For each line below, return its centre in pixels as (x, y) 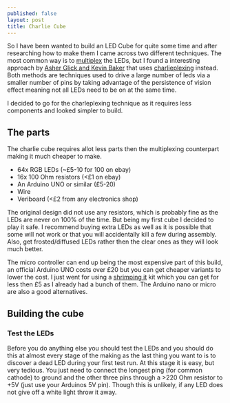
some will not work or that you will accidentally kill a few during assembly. (112, 235)
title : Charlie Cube (37, 26)
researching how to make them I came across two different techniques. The (114, 53)
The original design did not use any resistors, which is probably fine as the (113, 213)
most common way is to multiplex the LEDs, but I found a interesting (104, 61)
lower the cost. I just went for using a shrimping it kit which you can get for (113, 277)
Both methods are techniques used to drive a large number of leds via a (109, 75)
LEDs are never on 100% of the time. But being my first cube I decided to (111, 220)
